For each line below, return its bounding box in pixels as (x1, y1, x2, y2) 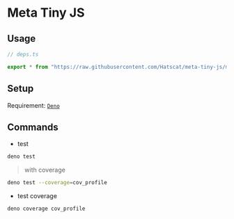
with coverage (24, 165, 66, 175)
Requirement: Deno (7, 101, 61, 109)
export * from (7, 63, 49, 70)
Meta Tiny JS (7, 5, 85, 21)
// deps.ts (7, 51, 39, 58)
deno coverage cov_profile (7, 205, 86, 213)
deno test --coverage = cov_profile (7, 179, 108, 186)
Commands (7, 121, 59, 133)
